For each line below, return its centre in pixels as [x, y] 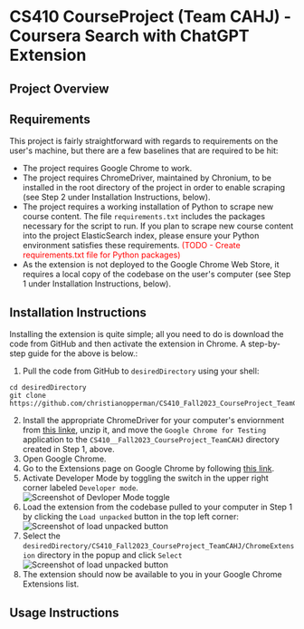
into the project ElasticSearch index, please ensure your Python [141, 236]
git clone [28, 396]
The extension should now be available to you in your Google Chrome [152, 575]
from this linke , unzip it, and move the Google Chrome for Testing [144, 430]
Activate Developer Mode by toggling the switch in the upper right [145, 479]
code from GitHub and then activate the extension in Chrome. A [128, 344]
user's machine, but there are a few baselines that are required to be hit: [144, 150]
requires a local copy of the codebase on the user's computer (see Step [157, 275]
